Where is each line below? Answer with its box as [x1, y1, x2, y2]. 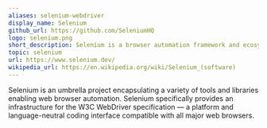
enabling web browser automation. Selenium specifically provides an [8, 93, 234, 103]
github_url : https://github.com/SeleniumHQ [8, 26, 155, 34]
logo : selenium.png [8, 33, 73, 42]
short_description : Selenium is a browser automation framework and [8, 41, 240, 49]
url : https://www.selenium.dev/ [8, 56, 115, 64]
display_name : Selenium [8, 19, 87, 27]
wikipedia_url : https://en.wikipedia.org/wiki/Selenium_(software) [8, 64, 237, 72]
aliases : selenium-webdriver [8, 11, 105, 20]
